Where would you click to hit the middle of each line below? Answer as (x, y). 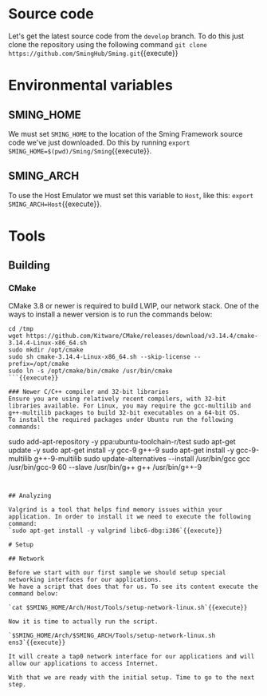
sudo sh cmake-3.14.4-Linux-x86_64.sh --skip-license (100, 356)
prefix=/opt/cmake (39, 364)
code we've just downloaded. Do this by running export (99, 142)
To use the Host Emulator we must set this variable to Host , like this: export (131, 195)
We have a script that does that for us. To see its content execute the (133, 587)
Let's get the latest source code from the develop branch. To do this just (126, 36)
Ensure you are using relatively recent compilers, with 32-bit (117, 399)
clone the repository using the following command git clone (108, 44)
